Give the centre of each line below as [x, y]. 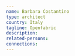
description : [22, 33]
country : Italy [25, 22]
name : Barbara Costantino [37, 11]
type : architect [26, 17]
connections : [22, 44]
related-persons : [27, 38]
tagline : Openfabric [31, 28]
